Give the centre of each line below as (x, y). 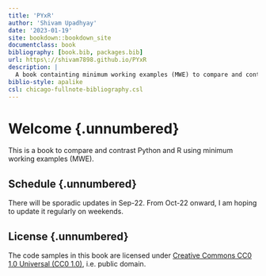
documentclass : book (42, 45)
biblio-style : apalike (46, 82)
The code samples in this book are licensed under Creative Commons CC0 (130, 255)
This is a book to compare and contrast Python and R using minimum (121, 151)
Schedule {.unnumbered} (72, 184)
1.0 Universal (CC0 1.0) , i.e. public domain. (77, 263)
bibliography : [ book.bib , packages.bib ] (76, 52)
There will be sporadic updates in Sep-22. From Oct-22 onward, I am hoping (133, 203)
